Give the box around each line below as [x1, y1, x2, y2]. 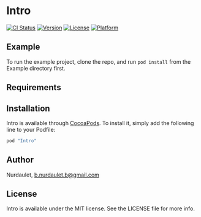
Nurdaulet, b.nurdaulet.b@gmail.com [6, 171, 100, 178]
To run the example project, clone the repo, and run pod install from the [6, 58, 191, 65]
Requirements [6, 82, 61, 93]
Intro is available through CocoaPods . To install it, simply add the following [6, 119, 194, 126]
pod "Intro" [6, 137, 37, 144]
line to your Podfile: [6, 126, 56, 133]
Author [6, 154, 34, 166]
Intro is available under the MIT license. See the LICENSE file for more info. [6, 205, 195, 212]
